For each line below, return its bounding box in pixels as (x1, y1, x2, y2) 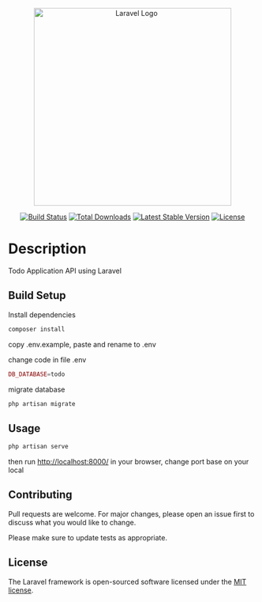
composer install (8, 325, 65, 333)
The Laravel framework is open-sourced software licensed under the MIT (8, 577, 247, 586)
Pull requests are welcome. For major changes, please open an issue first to (8, 509, 255, 518)
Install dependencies (8, 309, 77, 320)
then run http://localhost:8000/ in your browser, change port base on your (8, 457, 249, 467)
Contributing (8, 488, 73, 502)
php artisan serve (8, 443, 69, 451)
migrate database (8, 384, 65, 394)
